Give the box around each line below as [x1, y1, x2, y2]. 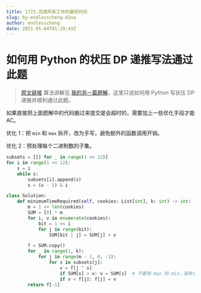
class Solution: [6, 193, 47, 199]
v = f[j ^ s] [59, 265, 93, 271]
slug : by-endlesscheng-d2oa [6, 14, 77, 20]
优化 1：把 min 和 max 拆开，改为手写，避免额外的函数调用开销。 [6, 129, 163, 137]
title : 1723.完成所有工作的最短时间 [6, 8, 88, 15]
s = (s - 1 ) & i [28, 182, 68, 188]
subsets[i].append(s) [28, 176, 82, 183]
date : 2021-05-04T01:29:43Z [6, 25, 77, 32]
